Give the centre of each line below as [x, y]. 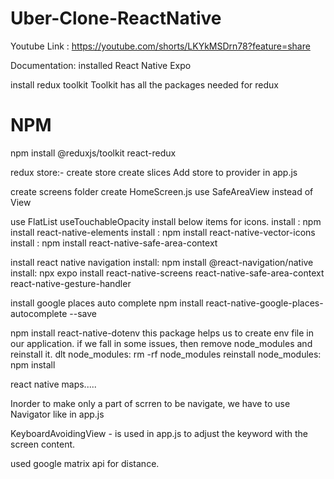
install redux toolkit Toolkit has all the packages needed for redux [144, 84]
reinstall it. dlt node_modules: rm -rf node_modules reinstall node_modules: [166, 354]
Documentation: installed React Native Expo [101, 65]
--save [83, 313]
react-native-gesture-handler [71, 283]
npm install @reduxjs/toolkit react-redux [93, 153]
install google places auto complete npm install [107, 303]
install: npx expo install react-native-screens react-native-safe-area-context [167, 273]
